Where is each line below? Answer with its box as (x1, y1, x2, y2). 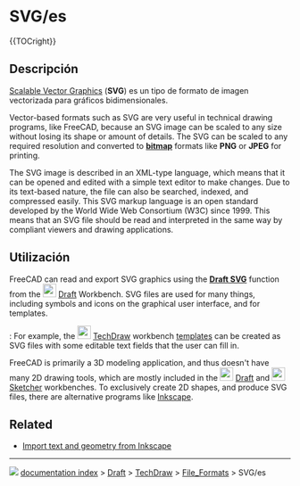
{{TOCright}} (9, 36, 56, 46)
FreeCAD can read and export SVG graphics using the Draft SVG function (9, 274, 279, 284)
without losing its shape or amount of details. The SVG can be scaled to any (9, 131, 288, 142)
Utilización (9, 250, 71, 265)
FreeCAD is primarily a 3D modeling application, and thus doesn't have (9, 357, 270, 367)
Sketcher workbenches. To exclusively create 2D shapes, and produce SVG (9, 382, 287, 392)
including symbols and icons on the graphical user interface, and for (9, 298, 261, 309)
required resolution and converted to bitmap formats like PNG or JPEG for (9, 140, 282, 151)
